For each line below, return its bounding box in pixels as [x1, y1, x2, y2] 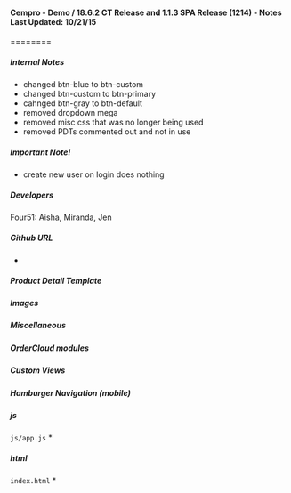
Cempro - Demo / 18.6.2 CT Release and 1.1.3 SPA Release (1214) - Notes [10, 7, 282, 18]
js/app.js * [10, 432, 53, 443]
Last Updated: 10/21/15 [10, 16, 97, 27]
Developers [10, 190, 54, 200]
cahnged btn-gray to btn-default [22, 98, 143, 109]
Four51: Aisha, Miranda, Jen [10, 212, 112, 222]
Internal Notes [10, 56, 65, 67]
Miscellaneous [10, 320, 66, 331]
